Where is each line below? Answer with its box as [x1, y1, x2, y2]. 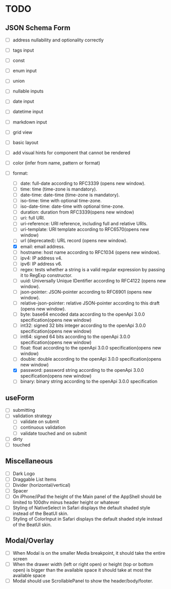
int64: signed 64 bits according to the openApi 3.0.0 [20, 334, 130, 340]
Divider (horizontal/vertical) [12, 482, 70, 488]
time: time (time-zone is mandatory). [20, 186, 97, 192]
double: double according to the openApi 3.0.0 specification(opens [20, 356, 162, 362]
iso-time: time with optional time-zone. [20, 198, 102, 204]
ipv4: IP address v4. [20, 255, 63, 261]
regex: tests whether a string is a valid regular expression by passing [20, 266, 165, 272]
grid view [12, 129, 33, 135]
